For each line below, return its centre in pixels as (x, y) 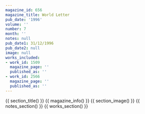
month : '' (16, 34)
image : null (18, 53)
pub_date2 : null (23, 48)
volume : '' (17, 24)
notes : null (18, 39)
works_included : (23, 58)
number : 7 (16, 29)
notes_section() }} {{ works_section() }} (47, 106)
